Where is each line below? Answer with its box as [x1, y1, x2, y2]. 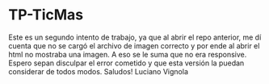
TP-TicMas [8, 6, 83, 24]
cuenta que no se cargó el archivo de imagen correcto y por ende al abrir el [8, 40, 260, 50]
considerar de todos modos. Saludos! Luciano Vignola [8, 66, 188, 76]
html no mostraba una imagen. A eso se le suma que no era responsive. [8, 49, 247, 59]
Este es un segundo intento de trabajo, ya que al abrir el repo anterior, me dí [8, 32, 262, 42]
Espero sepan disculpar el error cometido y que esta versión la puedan [8, 58, 245, 68]
